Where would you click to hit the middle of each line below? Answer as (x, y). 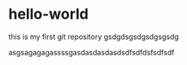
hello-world (49, 14)
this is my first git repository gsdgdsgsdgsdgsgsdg (93, 37)
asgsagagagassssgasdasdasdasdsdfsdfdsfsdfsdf (91, 52)
